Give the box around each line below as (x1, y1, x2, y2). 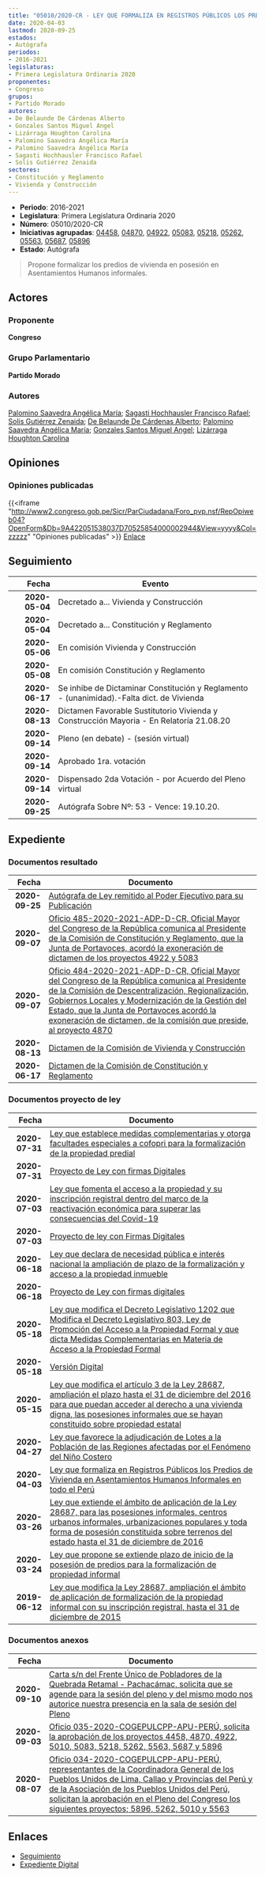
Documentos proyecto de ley (8, 1094, 121, 1105)
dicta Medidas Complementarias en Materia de (50, 1334, 223, 1345)
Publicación (48, 900, 92, 911)
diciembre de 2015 (50, 1611, 121, 1622)
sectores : (8, 166, 41, 174)
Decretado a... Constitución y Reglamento (58, 619, 212, 630)
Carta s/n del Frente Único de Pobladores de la (48, 1668, 222, 1679)
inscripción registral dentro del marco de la (50, 1193, 209, 1204)
